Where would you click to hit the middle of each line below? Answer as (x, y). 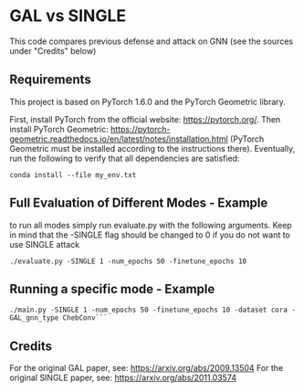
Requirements (50, 80)
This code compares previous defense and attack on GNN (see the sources (152, 41)
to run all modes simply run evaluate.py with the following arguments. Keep (151, 225)
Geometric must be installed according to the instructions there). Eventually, (152, 148)
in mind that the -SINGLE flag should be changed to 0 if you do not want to (150, 235)
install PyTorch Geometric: (59, 129)
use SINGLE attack (45, 244)
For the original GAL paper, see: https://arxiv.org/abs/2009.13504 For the (147, 368)
